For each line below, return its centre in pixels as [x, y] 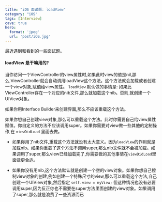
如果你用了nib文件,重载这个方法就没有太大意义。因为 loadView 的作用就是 [84, 142]
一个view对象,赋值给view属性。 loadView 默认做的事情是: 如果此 [68, 87]
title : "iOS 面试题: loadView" [36, 9]
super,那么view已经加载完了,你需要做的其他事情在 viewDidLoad [90, 154]
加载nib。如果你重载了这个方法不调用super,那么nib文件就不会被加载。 [81, 148]
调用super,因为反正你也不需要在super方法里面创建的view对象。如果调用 [84, 188]
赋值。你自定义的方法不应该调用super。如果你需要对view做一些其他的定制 [79, 125]
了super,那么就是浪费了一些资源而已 [48, 195]
